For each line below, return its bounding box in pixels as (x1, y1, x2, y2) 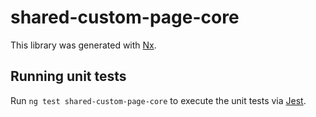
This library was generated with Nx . (10, 39, 157, 51)
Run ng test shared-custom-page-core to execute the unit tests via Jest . (10, 94, 307, 106)
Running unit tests (10, 68, 127, 85)
